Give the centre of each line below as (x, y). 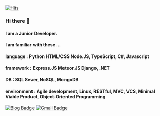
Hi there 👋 (18, 21)
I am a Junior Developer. (31, 33)
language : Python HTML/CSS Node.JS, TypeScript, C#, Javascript (77, 56)
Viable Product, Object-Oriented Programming (55, 97)
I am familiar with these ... (33, 45)
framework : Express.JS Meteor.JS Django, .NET (58, 68)
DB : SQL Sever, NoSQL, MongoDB (42, 79)
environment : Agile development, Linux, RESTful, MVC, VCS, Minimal (80, 91)
